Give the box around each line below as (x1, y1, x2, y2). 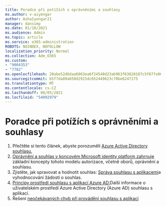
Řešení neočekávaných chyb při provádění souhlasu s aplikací (12, 196, 139, 202)
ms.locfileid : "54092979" (5, 95, 58, 100)
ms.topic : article (5, 35, 43, 40)
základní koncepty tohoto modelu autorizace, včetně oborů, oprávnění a (12, 159, 159, 165)
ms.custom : (5, 58, 28, 63)
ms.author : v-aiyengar (5, 12, 52, 17)
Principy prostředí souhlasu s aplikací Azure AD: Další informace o (12, 180, 146, 186)
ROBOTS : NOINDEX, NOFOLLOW (5, 44, 61, 49)
